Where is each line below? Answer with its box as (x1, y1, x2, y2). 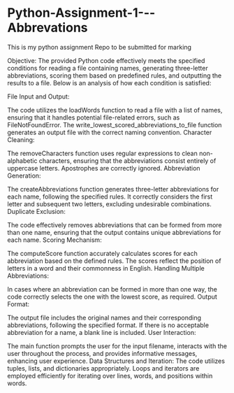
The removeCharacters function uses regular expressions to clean (7, 149, 198, 157)
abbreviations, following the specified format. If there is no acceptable (7, 320, 210, 329)
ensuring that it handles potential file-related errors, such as (7, 113, 180, 122)
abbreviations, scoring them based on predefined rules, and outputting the (7, 71, 222, 80)
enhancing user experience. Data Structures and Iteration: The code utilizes (7, 357, 226, 365)
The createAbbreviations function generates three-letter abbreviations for (7, 185, 219, 193)
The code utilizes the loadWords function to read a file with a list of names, (7, 106, 223, 114)
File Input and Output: (7, 92, 70, 101)
